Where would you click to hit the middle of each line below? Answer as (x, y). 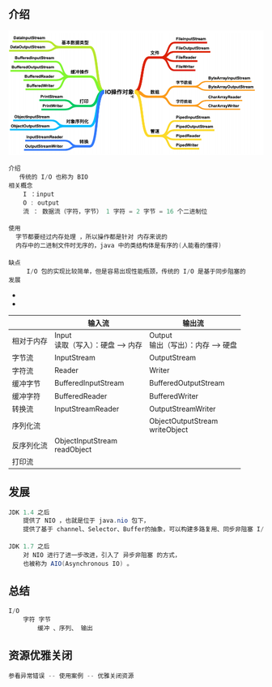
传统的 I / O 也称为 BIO (54, 177)
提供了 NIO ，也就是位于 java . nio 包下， (86, 521)
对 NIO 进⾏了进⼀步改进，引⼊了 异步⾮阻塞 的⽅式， (102, 555)
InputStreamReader (87, 408)
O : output (41, 203)
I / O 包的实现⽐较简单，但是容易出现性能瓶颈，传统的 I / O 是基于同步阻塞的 (136, 271)
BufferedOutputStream (187, 383)
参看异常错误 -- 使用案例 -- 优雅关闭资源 (71, 676)
